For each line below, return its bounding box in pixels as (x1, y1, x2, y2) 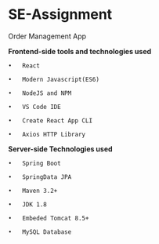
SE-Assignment (8, 5, 113, 24)
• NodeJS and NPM (8, 89, 72, 97)
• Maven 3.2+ (8, 187, 58, 195)
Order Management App (8, 31, 87, 41)
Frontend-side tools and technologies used (8, 46, 152, 56)
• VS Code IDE (8, 103, 61, 111)
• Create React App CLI (8, 116, 92, 125)
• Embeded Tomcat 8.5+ (8, 214, 89, 222)
